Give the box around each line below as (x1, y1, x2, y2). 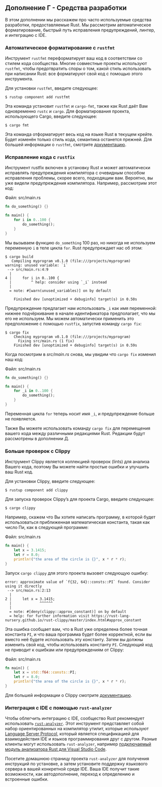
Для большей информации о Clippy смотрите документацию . (5, 692, 132, 698)
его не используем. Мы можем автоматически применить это (5, 315, 134, 321)
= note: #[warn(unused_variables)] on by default (9, 288, 111, 293)
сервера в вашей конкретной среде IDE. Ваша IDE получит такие (5, 766, 140, 772)
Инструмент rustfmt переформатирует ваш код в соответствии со (5, 55, 143, 61)
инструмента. (5, 76, 34, 82)
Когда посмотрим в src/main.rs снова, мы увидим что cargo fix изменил (5, 351, 156, 357)
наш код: (5, 356, 23, 362)
